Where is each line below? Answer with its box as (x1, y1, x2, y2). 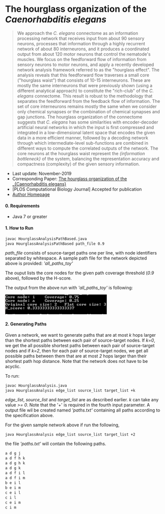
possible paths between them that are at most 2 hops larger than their (5, 353, 147, 359)
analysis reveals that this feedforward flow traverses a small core (17, 72, 149, 78)
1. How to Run (5, 225, 33, 231)
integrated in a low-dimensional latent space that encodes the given (17, 129, 155, 135)
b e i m (5, 485, 21, 490)
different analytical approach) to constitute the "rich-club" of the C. (17, 88, 154, 94)
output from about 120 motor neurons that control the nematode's (17, 51, 151, 57)
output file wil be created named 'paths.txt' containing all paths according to (5, 407, 161, 413)
